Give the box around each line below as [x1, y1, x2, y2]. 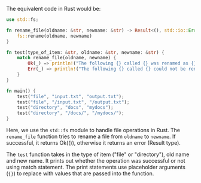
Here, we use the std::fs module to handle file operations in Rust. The [6, 127, 181, 133]
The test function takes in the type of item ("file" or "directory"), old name [6, 151, 190, 158]
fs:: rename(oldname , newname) [17, 33, 93, 39]
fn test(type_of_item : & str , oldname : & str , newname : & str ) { [6, 49, 165, 56]
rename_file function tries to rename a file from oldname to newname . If [6, 133, 176, 140]
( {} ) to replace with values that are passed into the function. [6, 170, 154, 177]
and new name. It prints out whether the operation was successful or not [6, 157, 185, 164]
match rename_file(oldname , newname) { [17, 55, 117, 61]
